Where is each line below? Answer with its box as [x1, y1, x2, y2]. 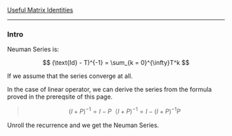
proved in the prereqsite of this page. [7, 93, 113, 101]
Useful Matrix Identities [7, 6, 74, 14]
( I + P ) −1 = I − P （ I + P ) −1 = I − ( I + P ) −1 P [68, 106, 181, 115]
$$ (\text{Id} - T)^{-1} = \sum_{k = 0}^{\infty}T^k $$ [42, 59, 190, 67]
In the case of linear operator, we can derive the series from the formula [7, 86, 212, 94]
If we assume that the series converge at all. [7, 72, 133, 80]
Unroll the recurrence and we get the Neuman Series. [7, 121, 159, 129]
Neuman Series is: [7, 45, 59, 54]
